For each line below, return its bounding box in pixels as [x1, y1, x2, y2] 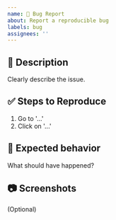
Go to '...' [17, 114, 44, 122]
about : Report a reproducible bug [7, 17, 110, 24]
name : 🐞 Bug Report [7, 10, 65, 18]
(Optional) [7, 204, 37, 213]
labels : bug [7, 23, 42, 30]
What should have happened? [7, 161, 94, 170]
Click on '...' [17, 122, 52, 130]
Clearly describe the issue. [7, 75, 86, 83]
